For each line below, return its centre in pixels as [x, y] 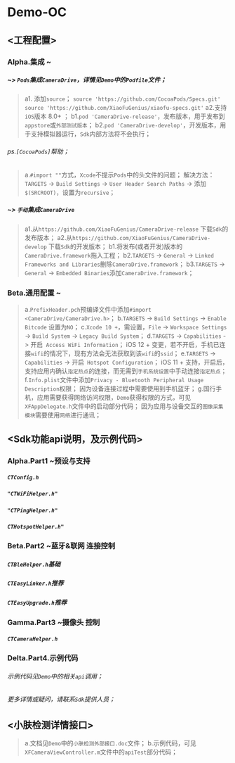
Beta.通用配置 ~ [34, 293]
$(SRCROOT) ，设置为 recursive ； [70, 192]
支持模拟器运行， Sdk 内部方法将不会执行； [91, 134]
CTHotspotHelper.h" [36, 526]
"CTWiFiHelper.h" [33, 494]
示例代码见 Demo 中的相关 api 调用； [55, 676]
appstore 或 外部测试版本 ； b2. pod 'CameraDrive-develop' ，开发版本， [122, 125]
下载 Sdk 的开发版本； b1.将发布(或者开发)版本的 [115, 246]
